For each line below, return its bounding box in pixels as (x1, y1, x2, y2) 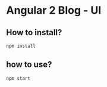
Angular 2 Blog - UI (6, 4, 102, 17)
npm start (6, 75, 31, 81)
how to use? (6, 60, 52, 70)
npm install (6, 43, 36, 49)
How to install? (6, 27, 62, 38)
